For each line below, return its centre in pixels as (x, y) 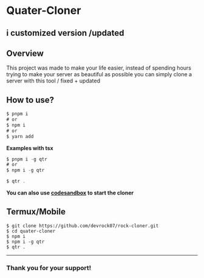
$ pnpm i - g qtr (27, 159)
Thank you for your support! (49, 268)
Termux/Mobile (36, 212)
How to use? (30, 100)
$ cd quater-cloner (31, 231)
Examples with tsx (30, 148)
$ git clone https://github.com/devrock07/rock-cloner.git (83, 226)
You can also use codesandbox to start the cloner (70, 193)
